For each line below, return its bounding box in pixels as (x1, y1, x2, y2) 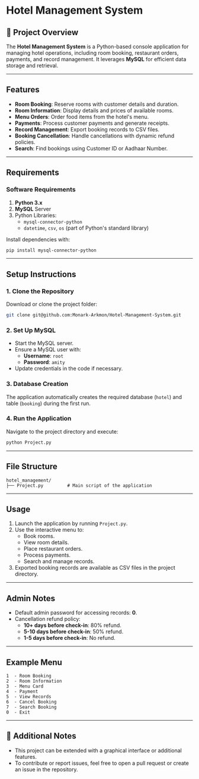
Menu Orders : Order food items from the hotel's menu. (14, 113, 149, 120)
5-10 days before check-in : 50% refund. (23, 628, 124, 635)
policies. (14, 138, 36, 146)
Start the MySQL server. (14, 340, 74, 347)
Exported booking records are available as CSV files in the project (14, 564, 176, 571)
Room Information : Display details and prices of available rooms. (14, 106, 174, 114)
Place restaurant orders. (23, 545, 83, 552)
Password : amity (23, 359, 65, 366)
